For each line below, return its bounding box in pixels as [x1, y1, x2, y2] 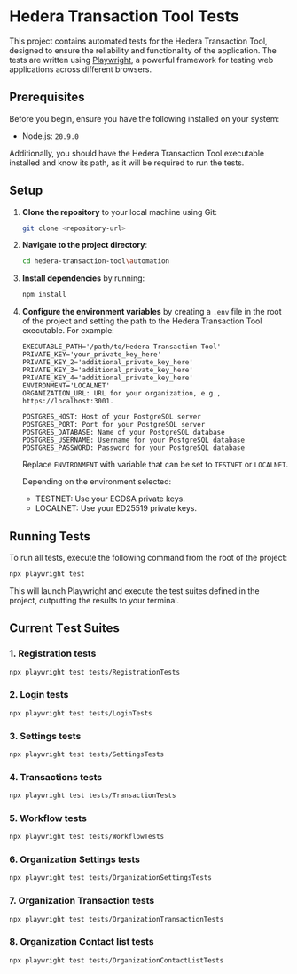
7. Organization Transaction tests [9, 895, 155, 907]
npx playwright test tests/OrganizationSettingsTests [9, 874, 213, 882]
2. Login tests [9, 689, 69, 701]
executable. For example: [21, 325, 115, 336]
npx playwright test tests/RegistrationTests [9, 667, 180, 676]
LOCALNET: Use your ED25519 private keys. [35, 503, 198, 514]
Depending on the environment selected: [21, 476, 172, 487]
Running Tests [9, 529, 90, 544]
